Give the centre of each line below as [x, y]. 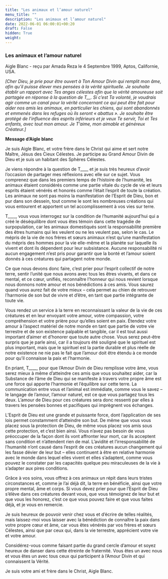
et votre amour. [21, 536]
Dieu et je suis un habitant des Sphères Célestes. [56, 160]
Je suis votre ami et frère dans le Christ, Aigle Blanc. [59, 571]
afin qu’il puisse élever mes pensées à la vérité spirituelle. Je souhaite [77, 87]
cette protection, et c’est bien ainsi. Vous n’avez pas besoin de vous [75, 431]
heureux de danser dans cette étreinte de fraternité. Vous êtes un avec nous [84, 551]
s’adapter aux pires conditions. [37, 468]
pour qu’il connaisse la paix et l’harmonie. [48, 358]
